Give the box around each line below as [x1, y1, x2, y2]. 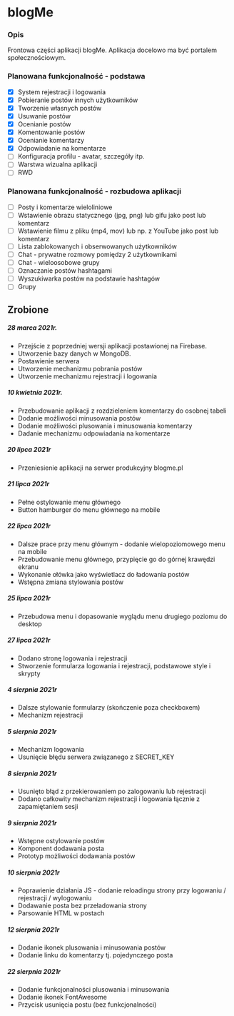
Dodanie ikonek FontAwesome [17, 993, 107, 1002]
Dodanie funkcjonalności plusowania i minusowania [17, 985, 170, 994]
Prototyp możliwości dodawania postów [17, 852, 136, 860]
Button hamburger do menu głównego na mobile [17, 505, 161, 514]
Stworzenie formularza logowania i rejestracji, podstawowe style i [17, 661, 211, 670]
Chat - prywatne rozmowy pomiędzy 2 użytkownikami [17, 251, 177, 259]
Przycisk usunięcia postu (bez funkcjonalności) [17, 1000, 157, 1009]
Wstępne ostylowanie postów [17, 837, 105, 845]
